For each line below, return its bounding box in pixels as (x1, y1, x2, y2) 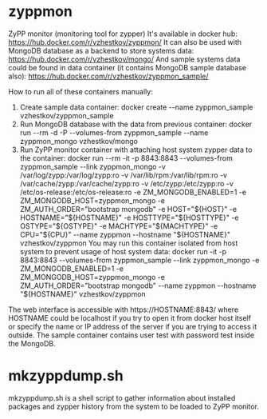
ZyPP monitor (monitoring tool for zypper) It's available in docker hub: (8, 29, 238, 38)
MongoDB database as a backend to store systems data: (8, 46, 194, 55)
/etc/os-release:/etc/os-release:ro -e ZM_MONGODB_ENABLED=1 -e (19, 187, 247, 197)
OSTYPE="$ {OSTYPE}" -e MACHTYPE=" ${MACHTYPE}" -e (19, 221, 218, 230)
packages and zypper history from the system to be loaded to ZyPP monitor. (8, 401, 259, 411)
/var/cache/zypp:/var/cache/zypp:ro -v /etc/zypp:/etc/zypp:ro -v (19, 178, 234, 188)
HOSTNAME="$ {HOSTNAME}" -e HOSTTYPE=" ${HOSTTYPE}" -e (19, 213, 239, 222)
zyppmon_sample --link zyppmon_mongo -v (19, 162, 166, 171)
